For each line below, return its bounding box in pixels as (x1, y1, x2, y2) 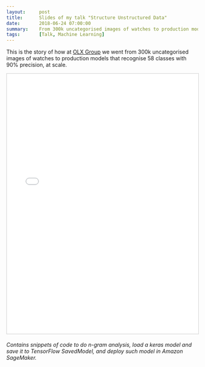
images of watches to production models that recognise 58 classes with (6, 55, 187, 62)
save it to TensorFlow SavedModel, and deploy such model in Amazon (6, 348, 184, 355)
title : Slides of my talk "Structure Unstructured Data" (6, 15, 167, 21)
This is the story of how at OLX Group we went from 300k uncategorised (6, 48, 189, 55)
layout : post (6, 9, 50, 15)
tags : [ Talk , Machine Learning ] (6, 32, 105, 38)
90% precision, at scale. (6, 61, 68, 69)
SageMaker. (6, 354, 37, 362)
